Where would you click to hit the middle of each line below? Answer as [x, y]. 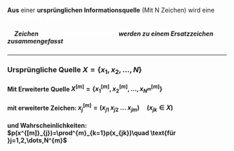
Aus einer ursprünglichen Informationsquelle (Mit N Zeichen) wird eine [111, 10]
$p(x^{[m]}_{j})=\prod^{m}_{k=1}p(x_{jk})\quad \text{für [92, 133]
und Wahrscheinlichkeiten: [47, 125]
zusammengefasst [36, 41]
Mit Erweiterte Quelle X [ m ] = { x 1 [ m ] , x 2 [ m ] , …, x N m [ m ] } [85, 89]
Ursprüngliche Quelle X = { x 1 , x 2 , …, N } [75, 70]
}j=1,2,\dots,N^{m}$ [37, 140]
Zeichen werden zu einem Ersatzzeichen [114, 34]
